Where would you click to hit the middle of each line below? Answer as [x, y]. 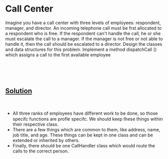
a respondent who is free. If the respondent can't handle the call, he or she [83, 33]
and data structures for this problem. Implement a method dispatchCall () [81, 49]
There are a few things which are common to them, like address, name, [86, 129]
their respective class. [36, 124]
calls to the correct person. [41, 151]
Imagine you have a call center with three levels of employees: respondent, [83, 23]
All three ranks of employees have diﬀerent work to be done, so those [85, 113]
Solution [19, 91]
